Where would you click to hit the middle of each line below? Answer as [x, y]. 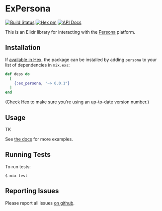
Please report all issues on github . [40, 203]
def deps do [17, 74]
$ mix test [16, 176]
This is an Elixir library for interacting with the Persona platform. [70, 32]
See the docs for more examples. [39, 139]
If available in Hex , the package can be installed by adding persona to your [81, 60]
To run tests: [18, 166]
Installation [23, 48]
